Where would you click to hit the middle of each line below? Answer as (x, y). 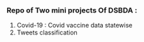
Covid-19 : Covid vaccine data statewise (74, 25)
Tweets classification (47, 32)
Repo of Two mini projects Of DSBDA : (72, 10)
